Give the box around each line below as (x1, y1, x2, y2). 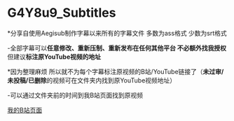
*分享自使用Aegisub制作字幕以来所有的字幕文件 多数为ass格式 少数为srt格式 (7, 29, 228, 37)
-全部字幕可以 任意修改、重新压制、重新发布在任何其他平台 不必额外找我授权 (7, 43, 226, 52)
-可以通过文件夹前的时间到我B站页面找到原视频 (7, 91, 144, 99)
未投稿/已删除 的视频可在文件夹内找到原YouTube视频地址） (7, 76, 177, 85)
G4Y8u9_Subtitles (7, 5, 116, 21)
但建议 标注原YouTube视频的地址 (7, 52, 102, 61)
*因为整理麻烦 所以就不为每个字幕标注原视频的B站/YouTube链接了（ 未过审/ (7, 67, 224, 76)
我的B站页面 (7, 106, 43, 114)
